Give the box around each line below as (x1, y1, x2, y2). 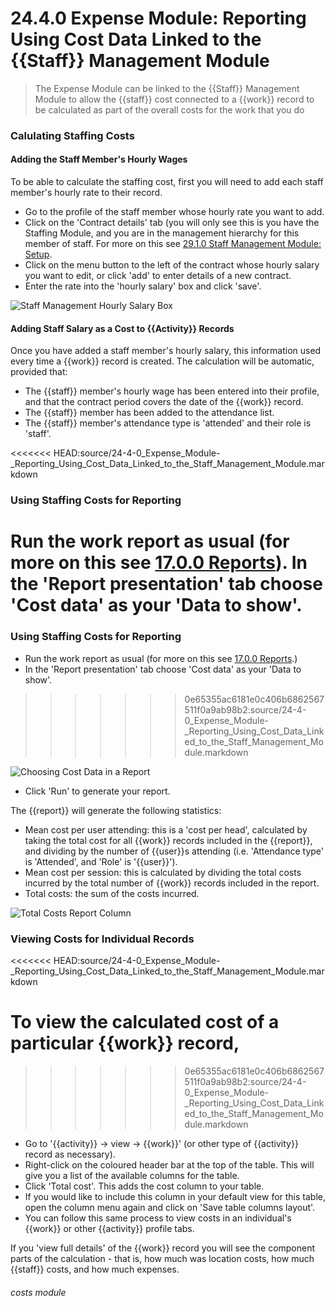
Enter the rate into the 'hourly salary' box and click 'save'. (24, 280, 262, 292)
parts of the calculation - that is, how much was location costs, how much (10, 1252, 315, 1264)
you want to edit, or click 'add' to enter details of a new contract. (24, 270, 292, 282)
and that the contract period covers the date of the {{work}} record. (24, 396, 304, 408)
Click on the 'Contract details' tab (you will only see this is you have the (24, 217, 320, 229)
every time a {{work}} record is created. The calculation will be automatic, (10, 355, 315, 367)
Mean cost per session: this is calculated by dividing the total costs (24, 866, 302, 878)
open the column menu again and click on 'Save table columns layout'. (24, 1201, 316, 1213)
